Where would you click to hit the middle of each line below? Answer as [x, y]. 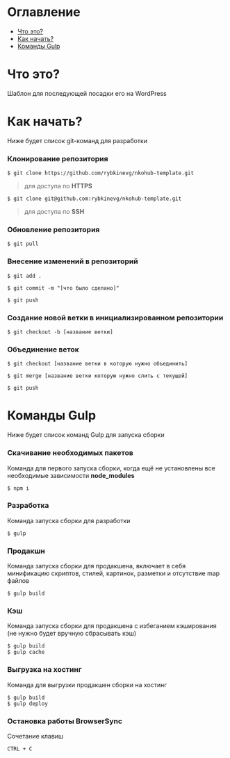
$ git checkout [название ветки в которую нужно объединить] [98, 364]
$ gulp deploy [28, 703]
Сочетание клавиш [35, 736]
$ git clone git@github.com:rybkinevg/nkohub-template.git [95, 199]
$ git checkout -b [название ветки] [60, 332]
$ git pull [23, 244]
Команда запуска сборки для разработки [69, 520]
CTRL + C [20, 749]
